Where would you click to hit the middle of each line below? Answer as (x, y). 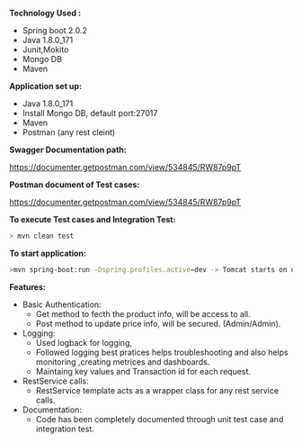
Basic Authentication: (62, 304)
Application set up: (46, 86)
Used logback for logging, (84, 342)
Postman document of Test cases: (75, 185)
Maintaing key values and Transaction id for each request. (143, 371)
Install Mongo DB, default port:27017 (90, 113)
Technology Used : (45, 13)
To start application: (48, 253)
